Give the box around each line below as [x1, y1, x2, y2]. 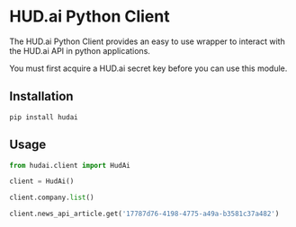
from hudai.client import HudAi [9, 161, 130, 170]
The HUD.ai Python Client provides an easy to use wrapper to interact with [9, 36, 285, 47]
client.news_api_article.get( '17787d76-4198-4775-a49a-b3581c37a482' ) [9, 209, 280, 219]
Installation [9, 89, 74, 104]
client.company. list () [9, 193, 94, 203]
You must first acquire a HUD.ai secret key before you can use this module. [9, 63, 288, 74]
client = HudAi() [9, 177, 75, 186]
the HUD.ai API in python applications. [9, 45, 151, 56]
